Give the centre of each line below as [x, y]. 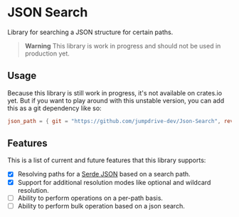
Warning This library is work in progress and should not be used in [123, 46]
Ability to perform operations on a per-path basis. [90, 198]
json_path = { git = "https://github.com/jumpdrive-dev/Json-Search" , [114, 121]
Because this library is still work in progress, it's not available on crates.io [115, 92]
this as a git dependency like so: [54, 108]
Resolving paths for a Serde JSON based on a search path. [104, 174]
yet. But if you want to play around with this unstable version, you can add [116, 100]
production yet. [47, 53]
